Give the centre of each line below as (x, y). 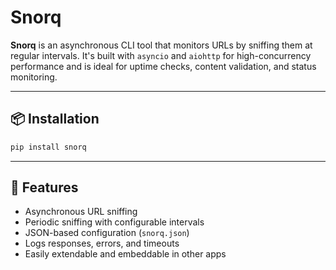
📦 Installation (55, 119)
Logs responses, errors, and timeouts (102, 243)
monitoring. (34, 77)
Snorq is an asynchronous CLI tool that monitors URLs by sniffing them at (161, 45)
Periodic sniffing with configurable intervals (114, 222)
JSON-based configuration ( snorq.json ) (107, 233)
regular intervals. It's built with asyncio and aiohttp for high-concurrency (161, 55)
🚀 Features (44, 187)
